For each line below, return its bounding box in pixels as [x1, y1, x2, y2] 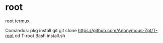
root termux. [5, 18, 31, 24]
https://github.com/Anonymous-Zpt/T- [77, 27, 158, 33]
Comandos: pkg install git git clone [5, 27, 77, 33]
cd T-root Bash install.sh [15, 33, 65, 39]
